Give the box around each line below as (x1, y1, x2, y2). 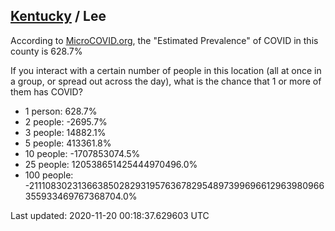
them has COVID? (10, 85, 83, 98)
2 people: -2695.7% (24, 115, 108, 128)
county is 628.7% (10, 45, 83, 57)
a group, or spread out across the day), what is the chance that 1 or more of (10, 75, 322, 87)
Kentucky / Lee (10, 8, 107, 25)
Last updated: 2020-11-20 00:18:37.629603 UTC (10, 209, 210, 221)
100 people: (24, 169, 74, 181)
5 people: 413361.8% (24, 137, 112, 149)
